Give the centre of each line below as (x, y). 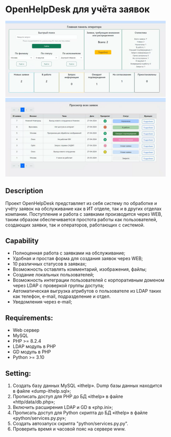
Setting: (18, 373)
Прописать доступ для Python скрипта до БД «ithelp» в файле (80, 413)
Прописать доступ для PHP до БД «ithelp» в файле (68, 396)
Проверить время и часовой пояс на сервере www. (69, 429)
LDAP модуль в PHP (34, 346)
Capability (22, 241)
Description (24, 191)
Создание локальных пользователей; (53, 275)
